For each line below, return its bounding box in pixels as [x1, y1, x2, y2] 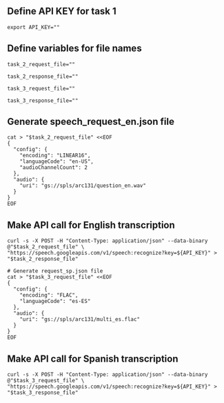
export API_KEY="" [7, 23, 60, 30]
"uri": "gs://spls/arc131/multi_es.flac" [19, 316, 140, 323]
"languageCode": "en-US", [19, 158, 94, 165]
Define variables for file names [7, 43, 143, 55]
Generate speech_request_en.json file [7, 116, 174, 128]
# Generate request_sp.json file [7, 268, 103, 275]
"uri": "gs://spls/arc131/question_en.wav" [19, 182, 147, 189]
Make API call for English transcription [7, 219, 176, 230]
